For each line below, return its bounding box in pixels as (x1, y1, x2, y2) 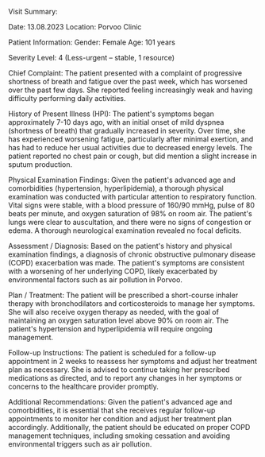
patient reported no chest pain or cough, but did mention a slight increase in (8, 151, 257, 161)
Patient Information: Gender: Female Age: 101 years (8, 37, 176, 47)
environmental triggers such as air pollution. (8, 440, 152, 448)
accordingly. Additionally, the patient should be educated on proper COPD (8, 423, 251, 432)
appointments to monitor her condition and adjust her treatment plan (8, 414, 232, 424)
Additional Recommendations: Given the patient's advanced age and (8, 397, 232, 406)
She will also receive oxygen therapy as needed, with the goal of (8, 308, 220, 316)
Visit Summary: (8, 7, 58, 16)
